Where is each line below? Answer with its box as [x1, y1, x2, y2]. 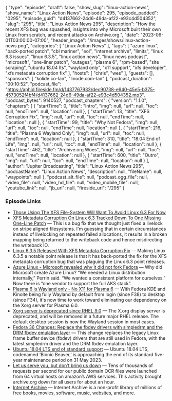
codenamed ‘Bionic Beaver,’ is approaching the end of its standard [12, 352, 154, 358]
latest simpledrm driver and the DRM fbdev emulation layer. [12, 341, 139, 347]
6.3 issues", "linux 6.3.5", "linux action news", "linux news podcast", [5, 54, 148, 60]
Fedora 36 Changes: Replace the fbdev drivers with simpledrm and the [12, 324, 163, 330]
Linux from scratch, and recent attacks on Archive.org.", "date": [5, 32, 140, 38]
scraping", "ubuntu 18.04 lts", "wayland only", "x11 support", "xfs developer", [5, 64, 167, 71]
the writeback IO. [12, 242, 49, 249]
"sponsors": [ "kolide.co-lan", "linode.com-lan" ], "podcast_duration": [5, 76, 152, 81]
